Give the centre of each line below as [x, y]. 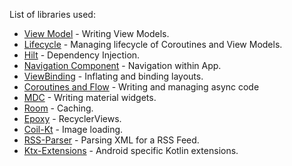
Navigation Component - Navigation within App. [122, 65]
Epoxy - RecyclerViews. [72, 118]
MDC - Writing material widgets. [90, 97]
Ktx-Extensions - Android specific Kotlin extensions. [131, 150]
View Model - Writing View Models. [96, 33]
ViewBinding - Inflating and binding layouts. [113, 76]
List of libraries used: [52, 14]
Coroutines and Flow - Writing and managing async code [141, 87]
